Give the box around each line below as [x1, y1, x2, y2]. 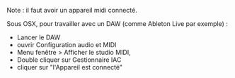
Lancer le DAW [16, 33, 61, 41]
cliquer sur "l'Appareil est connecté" [16, 63, 123, 71]
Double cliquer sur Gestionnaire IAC [16, 56, 122, 64]
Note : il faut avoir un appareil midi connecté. [6, 6, 137, 14]
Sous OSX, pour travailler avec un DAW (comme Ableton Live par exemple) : [6, 20, 228, 27]
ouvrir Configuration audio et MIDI [16, 41, 117, 48]
